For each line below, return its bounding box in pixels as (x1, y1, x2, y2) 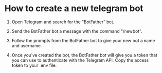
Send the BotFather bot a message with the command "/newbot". (11, 28, 143, 34)
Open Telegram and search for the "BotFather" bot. (11, 19, 115, 25)
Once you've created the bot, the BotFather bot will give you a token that (11, 52, 158, 58)
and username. (11, 43, 42, 48)
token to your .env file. (11, 62, 57, 68)
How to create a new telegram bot (4, 3, 144, 14)
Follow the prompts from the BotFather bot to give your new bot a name (11, 37, 155, 44)
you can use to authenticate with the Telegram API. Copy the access (11, 57, 149, 63)
